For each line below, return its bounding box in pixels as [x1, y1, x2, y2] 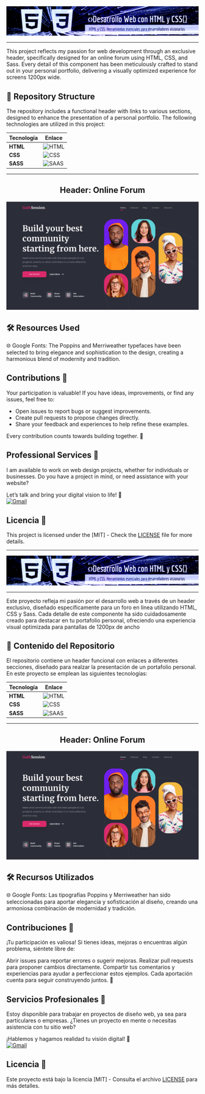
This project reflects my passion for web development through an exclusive [6, 48, 196, 55]
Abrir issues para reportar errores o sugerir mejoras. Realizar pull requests [6, 957, 193, 965]
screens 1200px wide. [6, 73, 62, 81]
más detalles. [6, 1082, 40, 1089]
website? [6, 479, 29, 486]
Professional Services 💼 [6, 450, 99, 461]
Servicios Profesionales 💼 [6, 994, 106, 1004]
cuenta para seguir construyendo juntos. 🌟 [6, 977, 114, 984]
